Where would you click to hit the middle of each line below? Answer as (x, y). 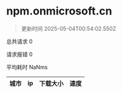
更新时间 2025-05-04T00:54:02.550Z (69, 28)
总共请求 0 (19, 41)
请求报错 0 (19, 54)
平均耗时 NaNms (27, 67)
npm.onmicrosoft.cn (59, 11)
